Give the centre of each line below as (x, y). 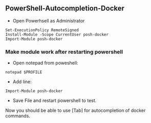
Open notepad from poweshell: (45, 63)
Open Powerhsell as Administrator (49, 20)
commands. (18, 116)
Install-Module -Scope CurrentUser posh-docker (57, 34)
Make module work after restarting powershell (64, 52)
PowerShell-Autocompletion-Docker (65, 8)
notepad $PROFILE (24, 72)
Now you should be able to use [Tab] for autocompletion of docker (75, 110)
